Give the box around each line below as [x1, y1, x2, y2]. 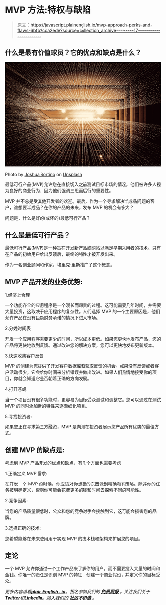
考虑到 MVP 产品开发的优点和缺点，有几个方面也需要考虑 [5, 460, 122, 466]
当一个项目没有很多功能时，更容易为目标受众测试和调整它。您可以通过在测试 [5, 396, 161, 402]
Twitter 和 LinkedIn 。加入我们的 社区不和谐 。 [5, 595, 97, 601]
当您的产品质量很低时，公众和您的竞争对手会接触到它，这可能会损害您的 [5, 508, 152, 514]
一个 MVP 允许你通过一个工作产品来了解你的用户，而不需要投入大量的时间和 [5, 566, 161, 572]
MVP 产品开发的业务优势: [5, 278, 83, 286]
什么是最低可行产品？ [5, 231, 70, 240]
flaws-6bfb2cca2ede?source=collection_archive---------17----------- [17, 27, 161, 33]
